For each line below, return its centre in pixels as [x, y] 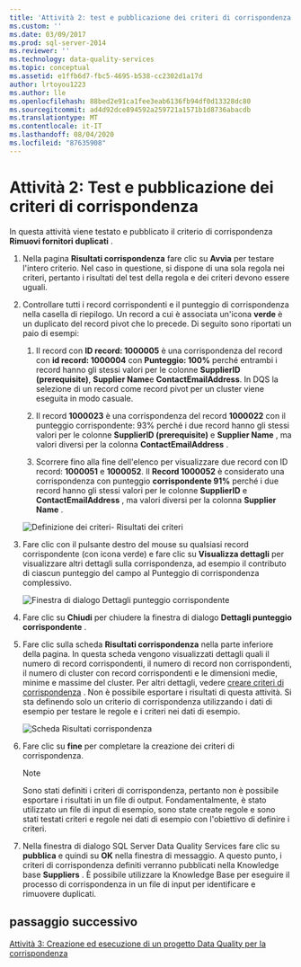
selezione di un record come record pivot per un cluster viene [150, 388]
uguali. [35, 287]
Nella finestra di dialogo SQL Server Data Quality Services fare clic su [151, 846]
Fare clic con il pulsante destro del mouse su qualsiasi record [135, 544]
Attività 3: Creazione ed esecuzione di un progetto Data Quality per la [138, 944]
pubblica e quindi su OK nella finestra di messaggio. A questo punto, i [152, 856]
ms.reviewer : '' [40, 51]
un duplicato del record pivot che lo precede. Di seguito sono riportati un [157, 324]
